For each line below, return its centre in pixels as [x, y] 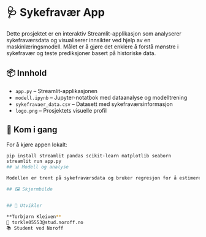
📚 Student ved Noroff [35, 228]
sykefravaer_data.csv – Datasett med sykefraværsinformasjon [94, 104]
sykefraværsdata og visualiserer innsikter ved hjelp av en [78, 40]
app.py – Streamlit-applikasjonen [56, 91]
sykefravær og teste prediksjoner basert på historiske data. [81, 53]
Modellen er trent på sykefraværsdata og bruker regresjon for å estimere [104, 178]
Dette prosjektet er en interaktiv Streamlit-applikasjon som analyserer [94, 33]
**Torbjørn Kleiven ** [34, 216]
